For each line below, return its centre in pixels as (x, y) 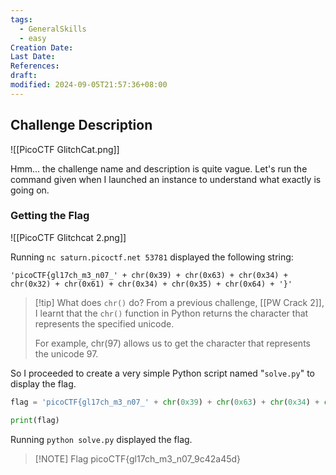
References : (35, 66)
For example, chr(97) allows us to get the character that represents (172, 343)
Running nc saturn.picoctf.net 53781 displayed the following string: (152, 257)
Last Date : (33, 57)
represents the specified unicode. (104, 323)
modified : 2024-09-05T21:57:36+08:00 (89, 85)
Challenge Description (81, 125)
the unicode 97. (66, 353)
